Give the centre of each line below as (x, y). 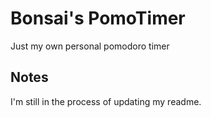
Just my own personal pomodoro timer (90, 46)
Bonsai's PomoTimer (98, 18)
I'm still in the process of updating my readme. (106, 101)
